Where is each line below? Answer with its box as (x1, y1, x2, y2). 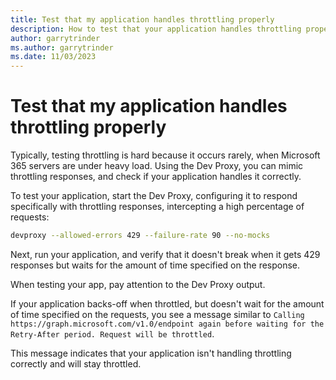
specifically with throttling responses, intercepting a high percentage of (10, 201, 305, 213)
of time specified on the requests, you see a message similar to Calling (10, 308, 305, 320)
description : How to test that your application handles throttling (10, 24, 302, 34)
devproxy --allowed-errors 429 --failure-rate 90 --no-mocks (10, 231, 271, 241)
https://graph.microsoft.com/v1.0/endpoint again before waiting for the (10, 319, 325, 329)
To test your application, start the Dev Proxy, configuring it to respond (10, 190, 298, 202)
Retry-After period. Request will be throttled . (10, 327, 215, 340)
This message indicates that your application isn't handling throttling (10, 347, 292, 359)
